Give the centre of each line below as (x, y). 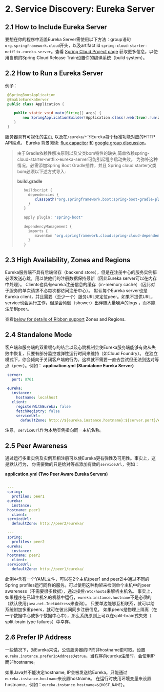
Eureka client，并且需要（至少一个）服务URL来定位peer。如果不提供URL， (80, 297)
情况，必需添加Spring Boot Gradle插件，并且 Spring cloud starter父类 (87, 165)
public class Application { (36, 104)
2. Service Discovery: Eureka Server (80, 9)
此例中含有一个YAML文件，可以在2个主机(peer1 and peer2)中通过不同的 (77, 579)
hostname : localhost (37, 398)
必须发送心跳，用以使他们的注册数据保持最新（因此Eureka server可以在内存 (81, 278)
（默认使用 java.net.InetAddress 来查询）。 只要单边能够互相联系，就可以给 (80, 603)
